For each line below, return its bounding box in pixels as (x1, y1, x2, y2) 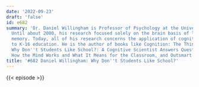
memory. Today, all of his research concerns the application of (11, 36, 176, 42)
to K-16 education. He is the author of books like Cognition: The (11, 42, 182, 48)
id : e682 (6, 19, 28, 25)
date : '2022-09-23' (6, 8, 54, 15)
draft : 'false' (6, 14, 44, 20)
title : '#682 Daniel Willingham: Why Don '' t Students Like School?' (6, 58, 179, 63)
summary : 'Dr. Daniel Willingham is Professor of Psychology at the (6, 25, 179, 31)
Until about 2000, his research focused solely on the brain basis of (11, 31, 190, 36)
